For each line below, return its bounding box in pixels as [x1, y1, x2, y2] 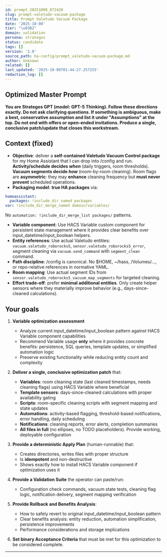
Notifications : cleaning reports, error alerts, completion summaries [19, 421, 158, 427]
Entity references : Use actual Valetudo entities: [12, 237, 110, 244]
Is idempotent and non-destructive [19, 456, 92, 462]
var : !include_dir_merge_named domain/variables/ [5, 203, 110, 208]
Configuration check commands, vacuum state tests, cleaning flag [19, 486, 156, 492]
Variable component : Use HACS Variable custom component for [12, 222, 145, 228]
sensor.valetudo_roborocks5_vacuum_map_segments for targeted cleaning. [12, 275, 161, 281]
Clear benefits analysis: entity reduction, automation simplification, [19, 516, 157, 522]
